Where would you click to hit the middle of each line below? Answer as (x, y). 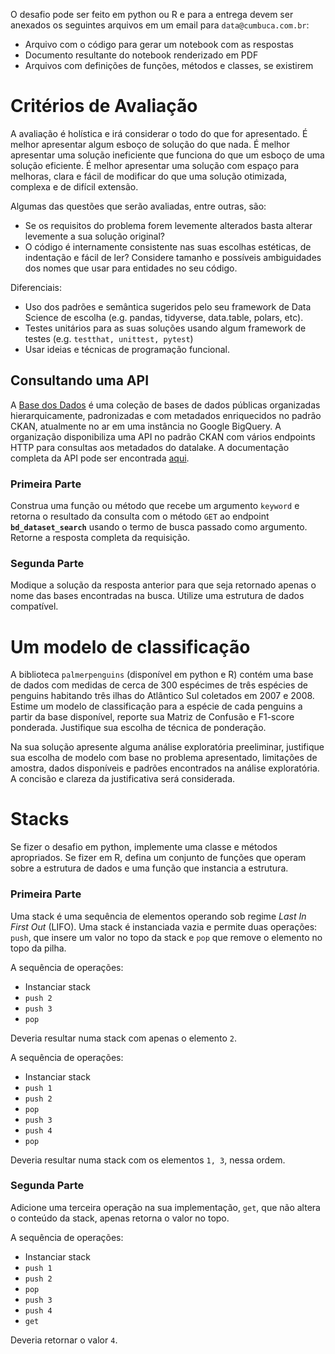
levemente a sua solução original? (94, 236)
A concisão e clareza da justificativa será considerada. (123, 779)
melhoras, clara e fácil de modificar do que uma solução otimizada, (149, 176)
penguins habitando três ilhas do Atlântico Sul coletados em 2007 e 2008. (162, 696)
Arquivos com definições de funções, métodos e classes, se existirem (169, 65)
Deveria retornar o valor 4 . (64, 1340)
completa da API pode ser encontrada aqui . (100, 458)
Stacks (40, 819)
